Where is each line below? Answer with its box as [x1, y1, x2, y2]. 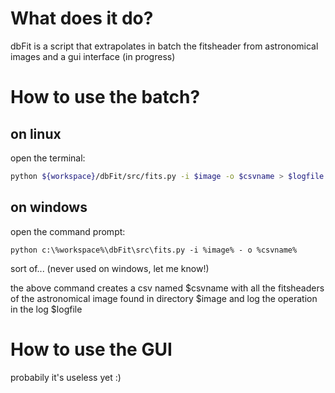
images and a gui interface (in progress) [10, 50, 176, 62]
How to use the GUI [10, 338, 173, 361]
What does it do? [10, 7, 154, 30]
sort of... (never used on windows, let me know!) [10, 262, 210, 274]
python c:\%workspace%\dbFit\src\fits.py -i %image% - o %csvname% [10, 245, 298, 255]
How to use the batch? [10, 86, 201, 109]
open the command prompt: [10, 225, 126, 237]
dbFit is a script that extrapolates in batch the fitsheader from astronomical [10, 40, 319, 52]
